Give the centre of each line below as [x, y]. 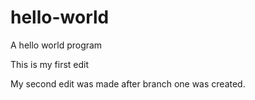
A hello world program [56, 45]
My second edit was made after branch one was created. [128, 83]
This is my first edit [50, 64]
